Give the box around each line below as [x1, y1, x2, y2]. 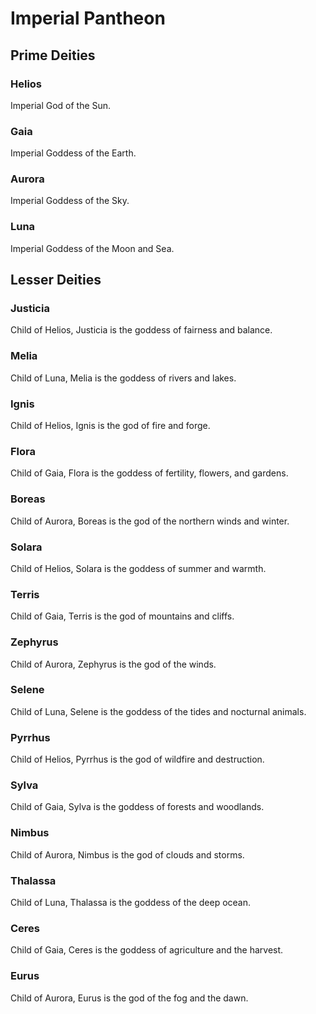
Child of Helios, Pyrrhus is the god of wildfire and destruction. [10, 753, 265, 766]
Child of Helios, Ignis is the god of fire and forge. [10, 420, 211, 432]
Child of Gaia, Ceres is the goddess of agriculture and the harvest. [10, 944, 284, 956]
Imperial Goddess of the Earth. [10, 147, 137, 159]
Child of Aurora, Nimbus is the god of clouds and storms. [10, 848, 245, 861]
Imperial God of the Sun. [10, 99, 112, 111]
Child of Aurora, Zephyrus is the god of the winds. [10, 658, 217, 670]
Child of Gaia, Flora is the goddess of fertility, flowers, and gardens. [10, 467, 289, 479]
